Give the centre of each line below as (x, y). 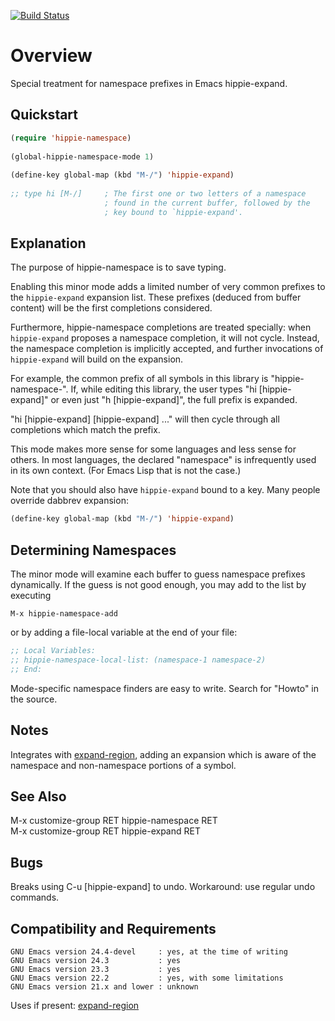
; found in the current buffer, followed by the (207, 203)
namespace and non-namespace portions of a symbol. (123, 765)
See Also (38, 796)
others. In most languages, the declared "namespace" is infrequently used (163, 460)
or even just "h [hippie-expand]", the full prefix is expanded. (174, 400)
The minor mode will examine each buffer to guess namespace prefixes (158, 574)
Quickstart (44, 115)
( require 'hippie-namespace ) (71, 138)
